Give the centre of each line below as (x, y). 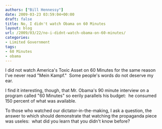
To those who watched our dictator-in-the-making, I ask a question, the (79, 111)
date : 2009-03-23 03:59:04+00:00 (40, 14)
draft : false (19, 19)
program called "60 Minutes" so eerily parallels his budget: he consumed (81, 96)
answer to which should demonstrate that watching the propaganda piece (81, 116)
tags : (11, 47)
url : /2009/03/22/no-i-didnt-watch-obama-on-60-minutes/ (66, 33)
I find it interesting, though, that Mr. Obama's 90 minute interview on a (77, 91)
